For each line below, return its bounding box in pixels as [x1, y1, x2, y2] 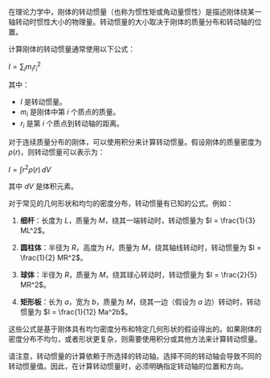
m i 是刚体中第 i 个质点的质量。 [19, 107, 121, 119]
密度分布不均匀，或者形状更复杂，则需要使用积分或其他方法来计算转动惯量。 [8, 334, 262, 343]
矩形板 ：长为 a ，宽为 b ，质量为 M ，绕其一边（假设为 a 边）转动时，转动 [19, 297, 261, 306]
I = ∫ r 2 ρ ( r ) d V [8, 163, 51, 175]
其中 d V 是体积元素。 [8, 181, 79, 191]
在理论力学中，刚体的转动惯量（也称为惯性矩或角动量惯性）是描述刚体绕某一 [8, 7, 262, 16]
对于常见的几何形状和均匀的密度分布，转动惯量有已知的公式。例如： [8, 198, 234, 207]
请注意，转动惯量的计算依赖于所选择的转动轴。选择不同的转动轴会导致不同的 [8, 351, 262, 360]
